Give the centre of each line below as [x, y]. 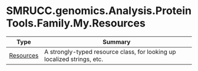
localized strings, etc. [73, 59]
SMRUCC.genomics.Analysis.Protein [99, 11]
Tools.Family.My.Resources [76, 23]
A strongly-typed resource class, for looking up [110, 52]
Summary [117, 42]
